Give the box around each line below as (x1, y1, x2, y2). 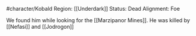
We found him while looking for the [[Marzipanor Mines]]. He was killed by (6, 17, 191, 23)
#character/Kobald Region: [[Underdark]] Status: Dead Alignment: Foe (6, 5, 180, 12)
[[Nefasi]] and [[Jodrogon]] (6, 23, 74, 30)
